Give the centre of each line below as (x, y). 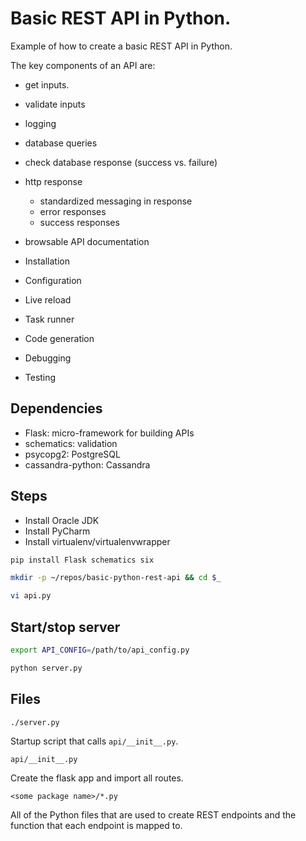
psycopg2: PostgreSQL (72, 454)
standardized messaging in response (116, 201)
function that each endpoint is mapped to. (96, 825)
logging (40, 123)
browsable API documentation (87, 241)
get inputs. (47, 84)
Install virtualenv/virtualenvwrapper (97, 541)
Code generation (59, 338)
